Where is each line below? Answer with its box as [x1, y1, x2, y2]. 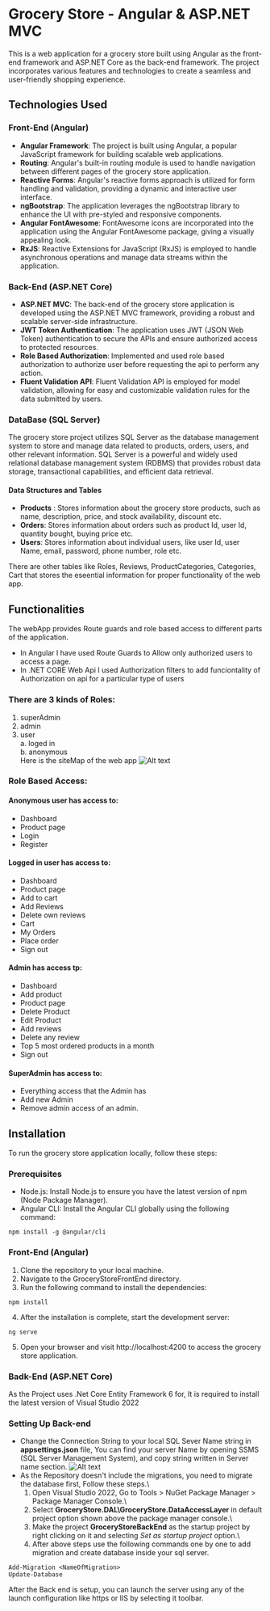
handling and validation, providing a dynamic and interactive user [19, 183, 238, 193]
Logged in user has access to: [8, 858, 111, 867]
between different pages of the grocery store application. [19, 167, 211, 176]
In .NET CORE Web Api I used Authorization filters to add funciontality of [19, 665, 260, 675]
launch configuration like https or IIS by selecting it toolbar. [8, 1593, 204, 1603]
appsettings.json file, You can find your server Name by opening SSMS [19, 1444, 260, 1455]
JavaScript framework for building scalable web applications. [19, 149, 224, 158]
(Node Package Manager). [19, 1196, 109, 1205]
